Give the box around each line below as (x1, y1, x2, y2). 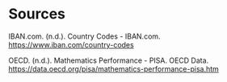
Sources (8, 5, 66, 23)
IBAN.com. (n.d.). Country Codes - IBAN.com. (8, 31, 161, 41)
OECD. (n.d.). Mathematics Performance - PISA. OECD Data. (8, 55, 209, 65)
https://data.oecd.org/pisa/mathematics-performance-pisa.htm (8, 64, 220, 73)
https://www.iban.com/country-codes (8, 39, 135, 49)
